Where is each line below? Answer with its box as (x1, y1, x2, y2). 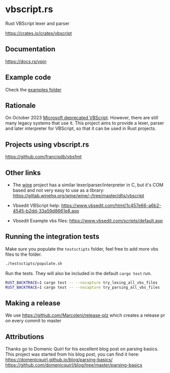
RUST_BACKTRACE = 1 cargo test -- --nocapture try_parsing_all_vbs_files (5, 285, 160, 290)
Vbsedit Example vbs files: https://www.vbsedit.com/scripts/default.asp (12, 218, 163, 224)
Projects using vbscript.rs (5, 140, 89, 149)
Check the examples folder (5, 86, 62, 92)
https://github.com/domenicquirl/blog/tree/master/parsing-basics (5, 362, 143, 368)
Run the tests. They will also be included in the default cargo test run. (5, 270, 152, 276)
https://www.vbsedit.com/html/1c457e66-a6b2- (61, 202, 161, 209)
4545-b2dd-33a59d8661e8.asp (12, 208, 80, 214)
